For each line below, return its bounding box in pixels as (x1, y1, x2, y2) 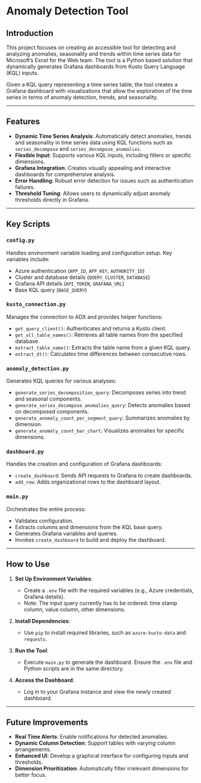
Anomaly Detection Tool (6, 4, 129, 18)
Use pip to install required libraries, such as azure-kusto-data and (23, 629, 187, 636)
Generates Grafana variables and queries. (14, 530, 118, 537)
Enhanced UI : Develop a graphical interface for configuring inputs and (14, 752, 188, 760)
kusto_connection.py (6, 301, 66, 308)
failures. (14, 183, 35, 190)
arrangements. (14, 746, 51, 753)
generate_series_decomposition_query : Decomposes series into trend (14, 389, 186, 396)
